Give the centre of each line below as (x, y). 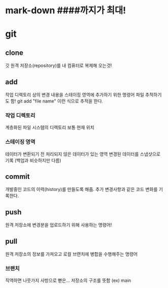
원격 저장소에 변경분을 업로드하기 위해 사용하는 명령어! (59, 225)
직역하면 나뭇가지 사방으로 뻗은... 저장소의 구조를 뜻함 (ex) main (68, 280)
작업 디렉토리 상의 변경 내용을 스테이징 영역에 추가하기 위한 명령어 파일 (75, 95)
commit (17, 177)
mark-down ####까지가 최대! (66, 10)
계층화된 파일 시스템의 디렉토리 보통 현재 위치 (50, 127)
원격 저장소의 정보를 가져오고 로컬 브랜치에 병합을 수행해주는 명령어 (71, 254)
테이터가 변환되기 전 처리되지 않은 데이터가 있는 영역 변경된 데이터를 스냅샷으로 (83, 154)
